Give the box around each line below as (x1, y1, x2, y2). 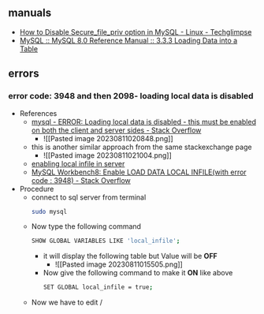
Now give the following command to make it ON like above (43, 268, 233, 278)
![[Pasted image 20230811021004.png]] (43, 150, 172, 160)
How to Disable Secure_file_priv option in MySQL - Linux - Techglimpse (19, 27, 252, 36)
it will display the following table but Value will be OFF (43, 252, 218, 261)
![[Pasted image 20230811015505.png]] (54, 260, 183, 269)
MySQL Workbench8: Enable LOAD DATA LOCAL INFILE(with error (31, 167, 247, 177)
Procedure (19, 184, 54, 193)
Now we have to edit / (31, 297, 103, 307)
